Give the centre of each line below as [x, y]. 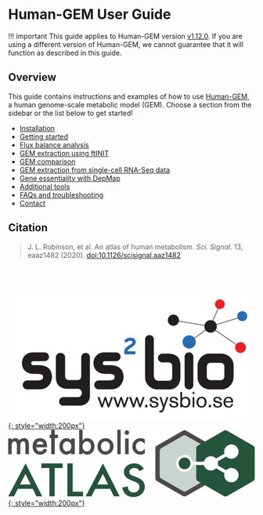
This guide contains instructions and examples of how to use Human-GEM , [129, 96]
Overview [32, 77]
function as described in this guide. [65, 53]
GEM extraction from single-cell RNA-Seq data [95, 169]
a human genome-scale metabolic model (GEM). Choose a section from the [130, 104]
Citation [28, 228]
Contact [32, 203]
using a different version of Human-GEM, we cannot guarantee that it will [126, 44]
